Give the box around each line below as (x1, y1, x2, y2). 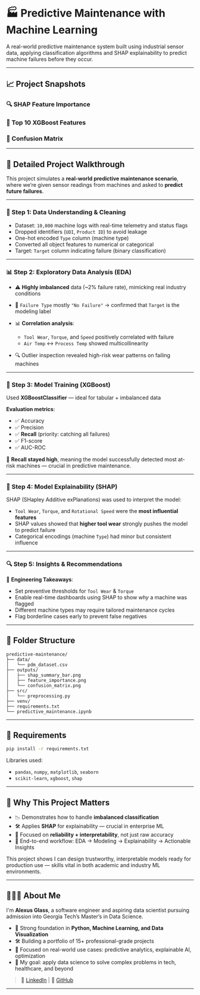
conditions (14, 290, 41, 297)
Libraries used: (6, 757, 43, 764)
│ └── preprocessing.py (6, 693, 70, 699)
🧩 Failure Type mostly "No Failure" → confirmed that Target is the (14, 301, 180, 308)
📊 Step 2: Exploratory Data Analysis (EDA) (6, 268, 132, 276)
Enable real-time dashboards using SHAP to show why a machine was (14, 593, 187, 600)
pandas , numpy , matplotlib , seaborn (14, 768, 99, 775)
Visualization (14, 931, 49, 938)
